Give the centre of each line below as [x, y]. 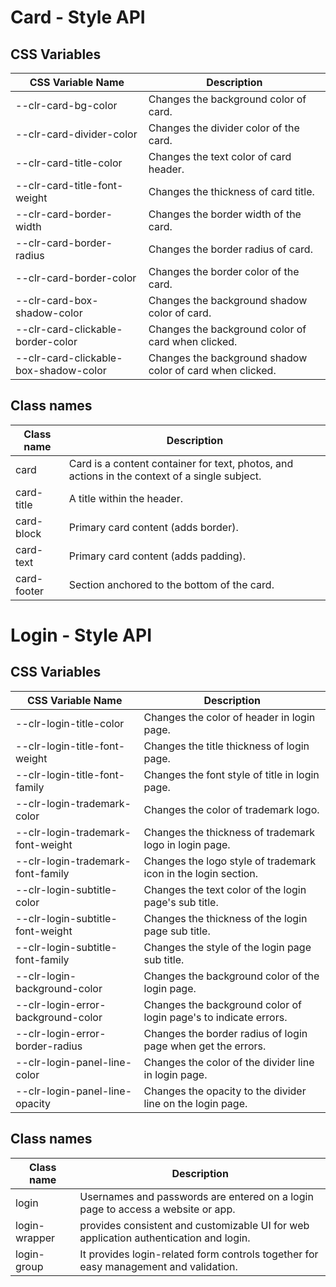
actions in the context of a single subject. [165, 476]
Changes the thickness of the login [225, 918]
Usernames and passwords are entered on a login [196, 1196]
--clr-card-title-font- [69, 185]
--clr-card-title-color [69, 163]
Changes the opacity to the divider [225, 1091]
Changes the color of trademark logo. [231, 809]
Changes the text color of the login [225, 889]
